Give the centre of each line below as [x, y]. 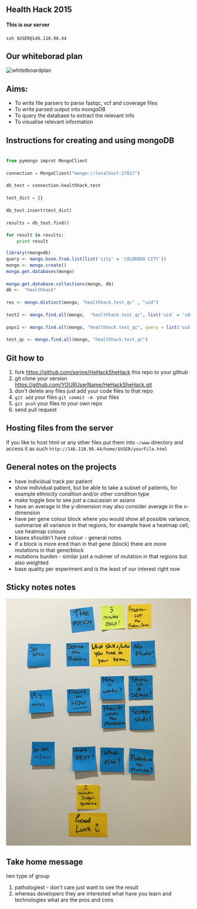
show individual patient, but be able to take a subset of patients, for [96, 487]
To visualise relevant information [54, 122]
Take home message [45, 862]
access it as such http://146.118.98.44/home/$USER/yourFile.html [87, 448]
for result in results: [35, 235]
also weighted [31, 562]
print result [33, 242]
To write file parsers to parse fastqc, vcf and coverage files [86, 103]
